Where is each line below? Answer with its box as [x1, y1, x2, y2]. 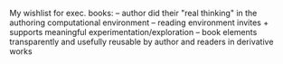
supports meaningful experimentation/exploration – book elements [9, 27, 258, 37]
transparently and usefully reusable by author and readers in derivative [9, 36, 274, 47]
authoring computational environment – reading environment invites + [9, 17, 269, 28]
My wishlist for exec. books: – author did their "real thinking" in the [9, 8, 258, 18]
